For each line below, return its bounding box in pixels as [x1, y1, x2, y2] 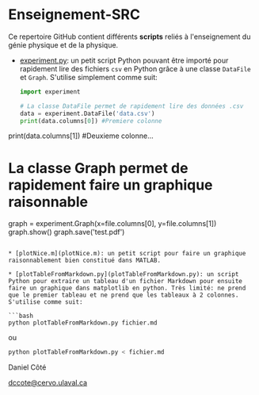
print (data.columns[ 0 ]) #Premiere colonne [19, 117, 162, 125]
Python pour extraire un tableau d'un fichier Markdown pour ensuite [8, 278, 243, 286]
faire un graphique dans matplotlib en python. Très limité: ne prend [8, 284, 246, 293]
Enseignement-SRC [8, 6, 141, 24]
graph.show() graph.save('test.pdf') [8, 228, 125, 237]
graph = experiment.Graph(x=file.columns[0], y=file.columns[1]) [8, 219, 217, 228]
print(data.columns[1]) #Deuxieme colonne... [8, 131, 154, 140]
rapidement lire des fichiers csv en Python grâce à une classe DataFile [19, 63, 251, 73]
